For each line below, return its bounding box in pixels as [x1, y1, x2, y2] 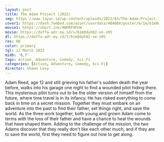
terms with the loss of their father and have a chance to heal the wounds [5, 116, 151, 122]
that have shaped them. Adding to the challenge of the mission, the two [5, 121, 149, 127]
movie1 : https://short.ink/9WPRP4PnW [5, 25, 82, 30]
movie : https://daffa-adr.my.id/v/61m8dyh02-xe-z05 [5, 30, 112, 35]
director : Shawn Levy [5, 66, 49, 71]
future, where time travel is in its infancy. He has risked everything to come [5, 95, 156, 101]
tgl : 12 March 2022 [5, 48, 45, 53]
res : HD [5, 39, 21, 44]
